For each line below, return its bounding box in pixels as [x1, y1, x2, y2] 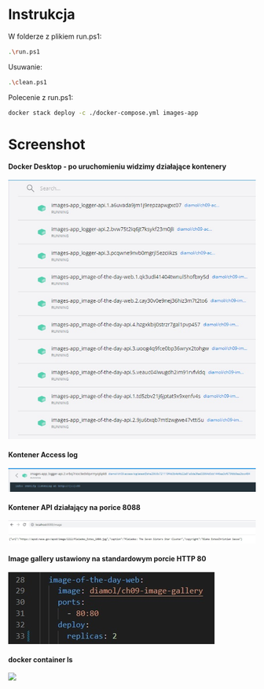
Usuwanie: [8, 61, 43, 72]
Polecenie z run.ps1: [8, 92, 73, 102]
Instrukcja [8, 6, 75, 24]
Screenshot [8, 136, 86, 153]
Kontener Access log [8, 449, 79, 459]
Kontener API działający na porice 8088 [8, 502, 141, 512]
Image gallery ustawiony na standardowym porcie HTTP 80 [8, 554, 207, 564]
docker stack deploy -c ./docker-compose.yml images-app [8, 109, 199, 117]
